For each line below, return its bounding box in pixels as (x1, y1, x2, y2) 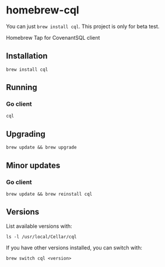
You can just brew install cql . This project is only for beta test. (6, 23, 160, 30)
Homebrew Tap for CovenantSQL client (6, 34, 100, 41)
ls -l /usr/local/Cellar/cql (6, 234, 77, 240)
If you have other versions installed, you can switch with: (6, 244, 143, 251)
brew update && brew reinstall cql (6, 191, 93, 197)
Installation (6, 51, 48, 61)
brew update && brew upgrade (6, 144, 77, 151)
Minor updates (6, 160, 61, 170)
